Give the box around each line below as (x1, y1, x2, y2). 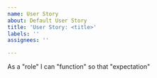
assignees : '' (7, 37, 50, 44)
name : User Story (7, 10, 59, 18)
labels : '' (7, 30, 40, 38)
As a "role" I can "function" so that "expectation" (7, 62, 151, 71)
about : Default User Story (7, 17, 87, 24)
